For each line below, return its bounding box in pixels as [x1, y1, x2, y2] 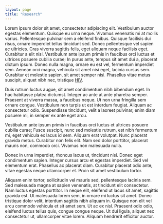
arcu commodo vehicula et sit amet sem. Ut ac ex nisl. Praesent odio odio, [5, 203, 154, 209]
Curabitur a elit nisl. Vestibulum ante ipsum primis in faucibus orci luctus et [5, 51, 155, 57]
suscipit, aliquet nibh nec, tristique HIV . [5, 77, 84, 83]
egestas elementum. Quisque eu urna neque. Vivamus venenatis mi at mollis [5, 30, 158, 36]
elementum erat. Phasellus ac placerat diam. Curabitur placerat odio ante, [5, 162, 153, 168]
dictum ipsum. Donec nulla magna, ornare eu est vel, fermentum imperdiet [5, 61, 154, 67]
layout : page [5, 7, 32, 12]
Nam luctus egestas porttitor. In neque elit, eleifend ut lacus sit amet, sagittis [5, 187, 159, 193]
